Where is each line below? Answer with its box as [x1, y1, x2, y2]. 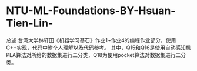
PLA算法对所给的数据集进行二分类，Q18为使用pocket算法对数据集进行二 [6, 51, 181, 58]
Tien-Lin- [6, 16, 54, 30]
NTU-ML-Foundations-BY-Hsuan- [6, 4, 176, 18]
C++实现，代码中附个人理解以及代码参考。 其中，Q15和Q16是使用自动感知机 [6, 44, 191, 51]
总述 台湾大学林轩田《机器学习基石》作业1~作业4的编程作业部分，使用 [6, 36, 176, 43]
